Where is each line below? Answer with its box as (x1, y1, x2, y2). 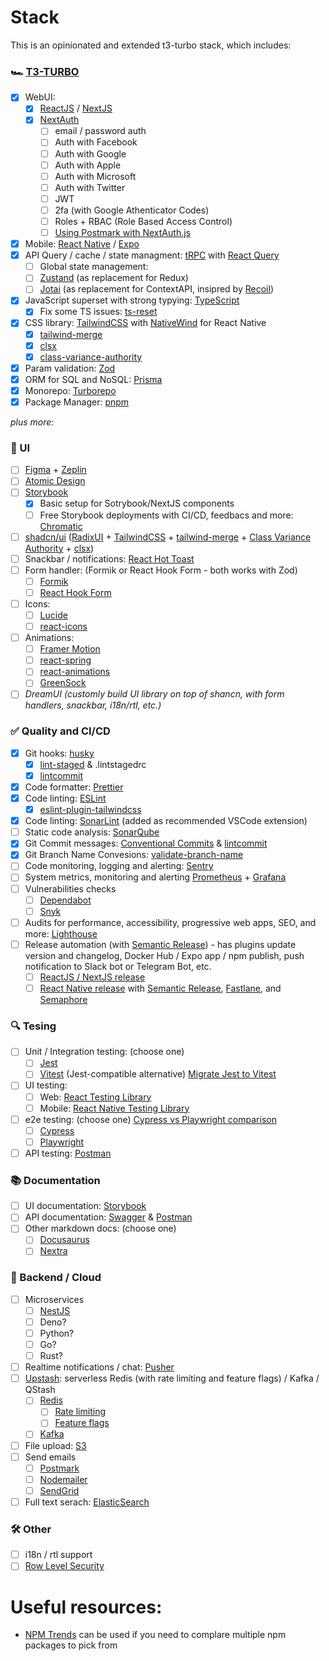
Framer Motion (39, 643, 101, 655)
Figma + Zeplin (24, 464, 87, 476)
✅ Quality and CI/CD (10, 724, 111, 738)
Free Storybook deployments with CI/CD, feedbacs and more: (39, 509, 294, 521)
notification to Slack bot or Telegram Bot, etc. (24, 960, 212, 972)
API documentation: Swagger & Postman (24, 1211, 193, 1223)
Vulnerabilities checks (24, 882, 117, 895)
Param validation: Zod (24, 362, 116, 374)
